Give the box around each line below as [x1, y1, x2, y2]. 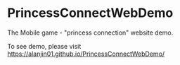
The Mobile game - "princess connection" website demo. [7, 28, 174, 37]
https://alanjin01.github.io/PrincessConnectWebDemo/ [7, 49, 165, 58]
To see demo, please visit [7, 42, 82, 50]
